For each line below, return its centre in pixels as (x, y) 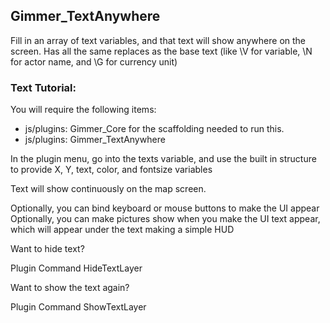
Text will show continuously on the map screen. (108, 189)
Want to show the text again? (70, 288)
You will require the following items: (83, 110)
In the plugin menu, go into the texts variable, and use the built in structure (163, 159)
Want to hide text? (47, 249)
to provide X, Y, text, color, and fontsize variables (111, 170)
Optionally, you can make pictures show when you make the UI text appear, (165, 219)
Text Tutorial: (43, 87)
